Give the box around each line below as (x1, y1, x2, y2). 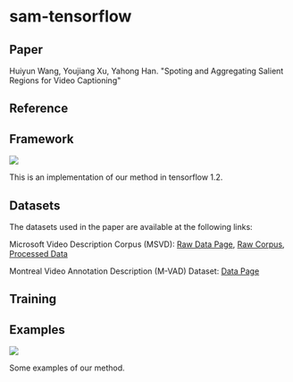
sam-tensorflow (9, 6, 132, 27)
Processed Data (9, 249, 69, 259)
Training (9, 292, 57, 307)
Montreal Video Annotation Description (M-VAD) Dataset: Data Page (9, 266, 260, 276)
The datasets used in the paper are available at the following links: (9, 222, 253, 233)
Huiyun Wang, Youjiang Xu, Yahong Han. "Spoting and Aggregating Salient (9, 65, 284, 76)
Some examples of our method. (9, 362, 125, 373)
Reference (9, 101, 69, 116)
